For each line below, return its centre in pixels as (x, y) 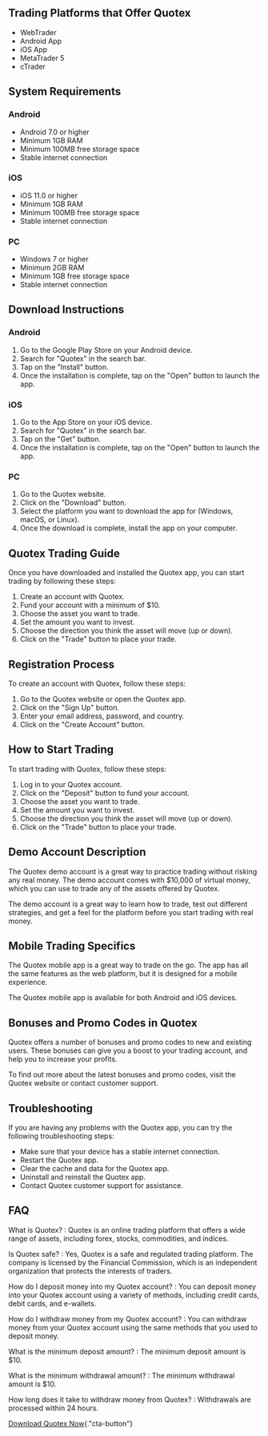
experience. (28, 982)
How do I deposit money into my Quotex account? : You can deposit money (132, 1286)
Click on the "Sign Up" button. (70, 708)
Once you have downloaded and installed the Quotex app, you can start (126, 573)
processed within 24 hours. (53, 1408)
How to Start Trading (61, 750)
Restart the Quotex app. (59, 1160)
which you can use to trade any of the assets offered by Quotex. (114, 888)
